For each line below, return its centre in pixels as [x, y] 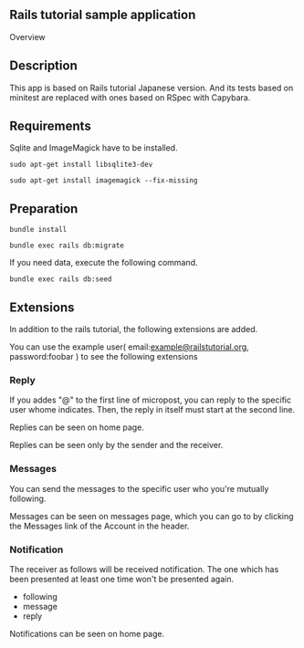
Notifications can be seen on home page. [87, 633]
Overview [27, 37]
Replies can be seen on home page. [77, 427]
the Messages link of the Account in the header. [100, 526]
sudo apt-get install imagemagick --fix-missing [104, 181]
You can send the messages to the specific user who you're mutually [139, 488]
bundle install [38, 230]
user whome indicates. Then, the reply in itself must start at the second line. [152, 410]
